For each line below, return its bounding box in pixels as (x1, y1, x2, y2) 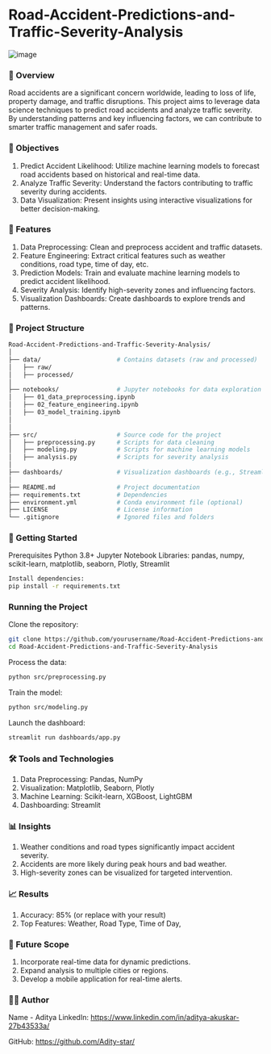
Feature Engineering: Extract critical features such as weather (19, 250, 226, 260)
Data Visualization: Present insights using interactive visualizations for (19, 195, 252, 205)
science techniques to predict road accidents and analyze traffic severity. (8, 105, 252, 115)
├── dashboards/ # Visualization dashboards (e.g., (8, 468, 236, 476)
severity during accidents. (19, 186, 107, 196)
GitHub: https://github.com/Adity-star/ (8, 1037, 135, 1047)
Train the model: (8, 688, 63, 697)
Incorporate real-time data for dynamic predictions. (19, 957, 191, 967)
